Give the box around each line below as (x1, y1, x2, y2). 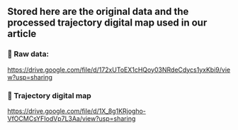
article (7, 28, 37, 40)
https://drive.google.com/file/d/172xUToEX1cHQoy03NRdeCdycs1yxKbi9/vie (7, 65, 231, 74)
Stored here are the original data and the (7, 6, 189, 18)
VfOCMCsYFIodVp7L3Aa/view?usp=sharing (7, 114, 136, 123)
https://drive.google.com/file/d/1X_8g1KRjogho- (7, 107, 147, 115)
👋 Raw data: (7, 49, 50, 59)
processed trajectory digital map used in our (7, 17, 208, 29)
